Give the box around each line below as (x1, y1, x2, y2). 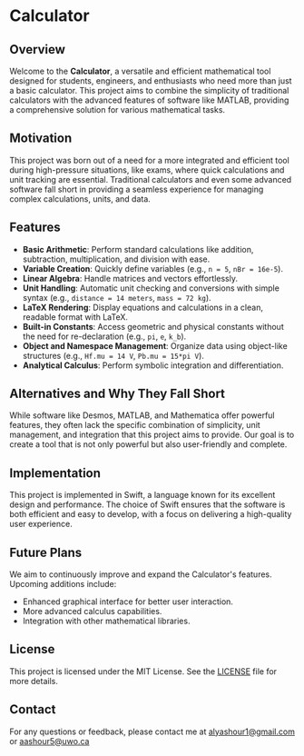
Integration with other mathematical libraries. (22, 615, 191, 627)
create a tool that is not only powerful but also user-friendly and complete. (9, 439, 288, 450)
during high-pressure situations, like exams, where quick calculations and (9, 164, 285, 175)
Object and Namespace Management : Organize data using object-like (22, 340, 288, 351)
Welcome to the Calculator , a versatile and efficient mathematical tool (9, 65, 271, 76)
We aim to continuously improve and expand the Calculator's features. (9, 569, 272, 580)
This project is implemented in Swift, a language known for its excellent (9, 490, 276, 501)
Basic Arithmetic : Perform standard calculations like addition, (22, 244, 254, 254)
